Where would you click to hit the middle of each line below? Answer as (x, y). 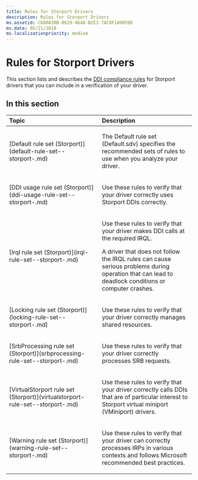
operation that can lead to (138, 273)
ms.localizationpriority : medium (47, 34)
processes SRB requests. (137, 361)
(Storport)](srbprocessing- (47, 353)
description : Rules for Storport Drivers (58, 17)
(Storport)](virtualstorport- (47, 397)
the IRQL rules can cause (137, 259)
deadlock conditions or (134, 281)
